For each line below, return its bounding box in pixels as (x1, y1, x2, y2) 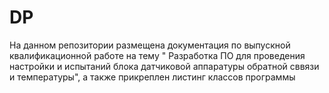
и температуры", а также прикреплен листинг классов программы (9, 71, 296, 83)
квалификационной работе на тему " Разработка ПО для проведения (9, 49, 306, 61)
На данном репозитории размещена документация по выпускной (9, 39, 291, 51)
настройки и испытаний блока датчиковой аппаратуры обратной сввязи (9, 60, 320, 72)
